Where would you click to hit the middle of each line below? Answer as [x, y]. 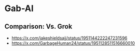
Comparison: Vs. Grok [38, 26]
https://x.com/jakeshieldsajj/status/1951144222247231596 [69, 38]
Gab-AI [19, 8]
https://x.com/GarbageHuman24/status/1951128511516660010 [73, 43]
